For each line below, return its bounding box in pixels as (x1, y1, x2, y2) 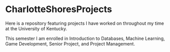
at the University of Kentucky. (5, 25, 67, 31)
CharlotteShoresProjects (5, 4, 113, 15)
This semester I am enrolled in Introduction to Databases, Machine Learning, (5, 35, 165, 41)
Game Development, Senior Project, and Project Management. (5, 40, 135, 46)
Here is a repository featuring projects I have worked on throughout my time (5, 20, 164, 26)
